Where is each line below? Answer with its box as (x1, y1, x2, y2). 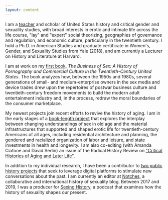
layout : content (5, 7, 39, 13)
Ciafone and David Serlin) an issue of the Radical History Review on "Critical (5, 147, 163, 153)
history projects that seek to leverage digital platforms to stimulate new (5, 168, 152, 174)
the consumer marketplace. (5, 100, 62, 106)
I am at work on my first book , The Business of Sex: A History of (5, 63, 138, 69)
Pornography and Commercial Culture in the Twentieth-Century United (5, 68, 152, 74)
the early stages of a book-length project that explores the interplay (5, 115, 145, 121)
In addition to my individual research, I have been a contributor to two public (5, 162, 163, 168)
